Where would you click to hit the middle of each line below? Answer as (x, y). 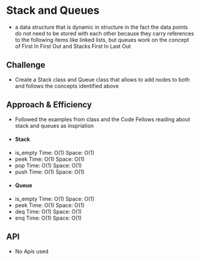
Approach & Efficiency (49, 105)
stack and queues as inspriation (54, 125)
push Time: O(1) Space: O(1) (50, 172)
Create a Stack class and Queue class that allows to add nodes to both (102, 79)
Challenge (26, 65)
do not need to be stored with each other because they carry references (105, 33)
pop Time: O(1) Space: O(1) (48, 165)
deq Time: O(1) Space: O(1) (48, 211)
